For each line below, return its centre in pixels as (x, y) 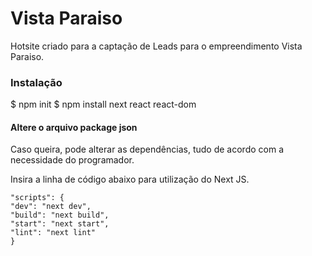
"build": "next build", (60, 215)
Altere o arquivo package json (74, 127)
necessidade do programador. (72, 160)
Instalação (36, 82)
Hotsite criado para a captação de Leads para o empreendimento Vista (156, 46)
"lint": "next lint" (53, 233)
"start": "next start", (60, 224)
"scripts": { (37, 198)
